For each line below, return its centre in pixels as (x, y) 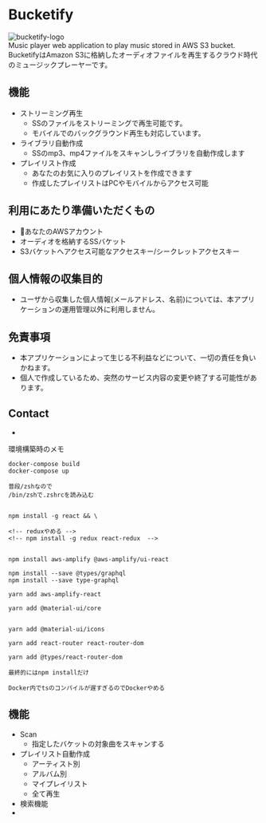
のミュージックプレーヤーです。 (60, 65)
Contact (29, 413)
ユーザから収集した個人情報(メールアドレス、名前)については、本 (127, 299)
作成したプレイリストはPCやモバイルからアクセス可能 (120, 183)
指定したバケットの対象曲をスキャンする (98, 743)
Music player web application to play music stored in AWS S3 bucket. (122, 45)
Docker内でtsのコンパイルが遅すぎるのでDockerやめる (87, 688)
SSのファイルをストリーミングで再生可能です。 (109, 123)
